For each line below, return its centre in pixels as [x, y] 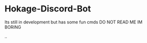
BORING [13, 27]
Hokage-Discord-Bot [48, 9]
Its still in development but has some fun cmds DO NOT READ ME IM [73, 22]
